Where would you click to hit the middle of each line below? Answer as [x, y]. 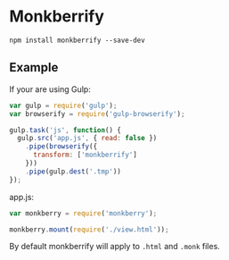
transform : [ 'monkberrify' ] [85, 155]
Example [34, 67]
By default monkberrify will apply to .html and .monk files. [114, 247]
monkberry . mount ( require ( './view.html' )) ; [89, 230]
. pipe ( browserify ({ [61, 147]
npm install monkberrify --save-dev [77, 40]
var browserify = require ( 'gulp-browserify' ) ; [97, 113]
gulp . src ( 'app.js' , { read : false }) [87, 138]
